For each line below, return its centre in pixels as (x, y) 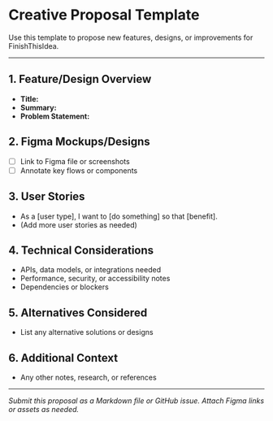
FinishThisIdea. (34, 46)
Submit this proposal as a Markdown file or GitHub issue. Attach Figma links (136, 401)
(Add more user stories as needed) (79, 224)
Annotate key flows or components (79, 170)
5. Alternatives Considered (78, 312)
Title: (29, 98)
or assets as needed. (44, 409)
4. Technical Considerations (81, 250)
